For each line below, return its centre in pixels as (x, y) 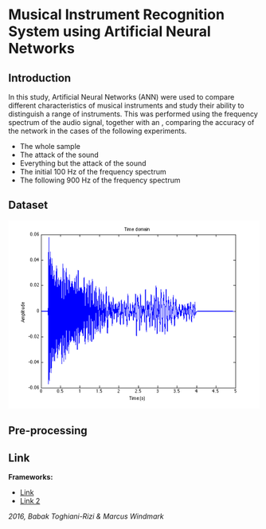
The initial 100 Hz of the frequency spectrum (93, 172)
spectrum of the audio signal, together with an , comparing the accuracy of (131, 122)
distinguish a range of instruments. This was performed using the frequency (133, 114)
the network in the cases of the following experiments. (98, 131)
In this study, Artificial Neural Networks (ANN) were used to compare (121, 97)
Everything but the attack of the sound (83, 163)
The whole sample (50, 146)
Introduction (40, 78)
